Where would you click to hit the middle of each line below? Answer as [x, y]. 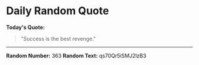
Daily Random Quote [58, 11]
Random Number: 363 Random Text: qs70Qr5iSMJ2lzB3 [76, 56]
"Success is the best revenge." [58, 38]
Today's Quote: [25, 27]
